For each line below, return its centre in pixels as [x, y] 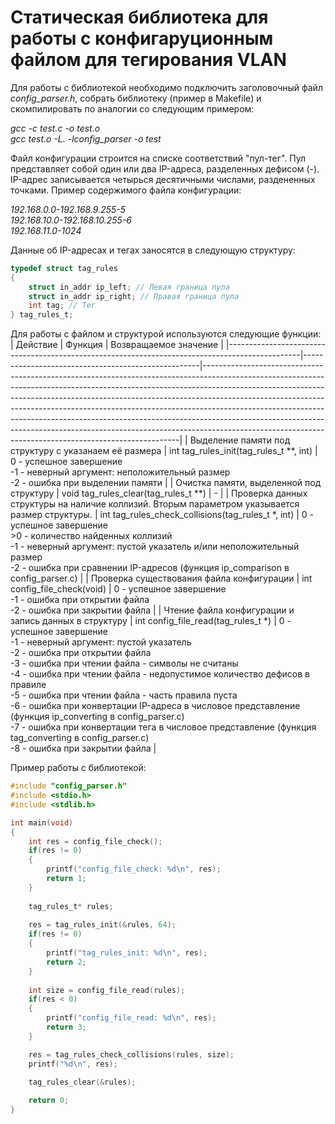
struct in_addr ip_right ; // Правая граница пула [134, 296]
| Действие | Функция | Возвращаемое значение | [117, 345]
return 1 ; [66, 879]
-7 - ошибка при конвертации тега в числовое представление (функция [163, 727]
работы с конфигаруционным [142, 38]
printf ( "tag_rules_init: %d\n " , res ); [127, 953]
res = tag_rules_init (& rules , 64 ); [102, 925]
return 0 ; [49, 1101]
